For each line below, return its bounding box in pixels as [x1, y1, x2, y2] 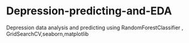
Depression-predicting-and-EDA [6, 4, 172, 18]
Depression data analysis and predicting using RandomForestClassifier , [6, 24, 184, 31]
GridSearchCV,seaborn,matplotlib [6, 30, 89, 37]
